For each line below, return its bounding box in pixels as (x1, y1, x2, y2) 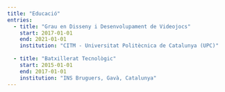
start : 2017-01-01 (19, 29, 73, 37)
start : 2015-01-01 (19, 62, 73, 68)
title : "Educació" (7, 10, 60, 17)
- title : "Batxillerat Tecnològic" (13, 55, 117, 62)
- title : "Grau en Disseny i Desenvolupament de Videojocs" (13, 23, 191, 30)
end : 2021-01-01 (19, 36, 67, 43)
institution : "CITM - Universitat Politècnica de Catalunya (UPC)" (19, 42, 219, 49)
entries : (7, 17, 33, 24)
